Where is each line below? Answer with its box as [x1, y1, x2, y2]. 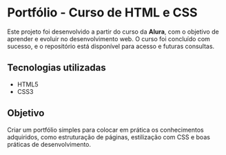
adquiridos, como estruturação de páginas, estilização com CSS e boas [7, 132, 210, 141]
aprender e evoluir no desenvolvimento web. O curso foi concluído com [7, 34, 210, 43]
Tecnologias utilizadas [7, 62, 106, 73]
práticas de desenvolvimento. [7, 140, 92, 148]
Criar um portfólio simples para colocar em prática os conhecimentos [7, 126, 205, 134]
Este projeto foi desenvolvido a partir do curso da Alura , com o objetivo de [7, 27, 219, 36]
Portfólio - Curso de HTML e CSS [7, 5, 198, 21]
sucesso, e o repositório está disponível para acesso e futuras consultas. [7, 42, 215, 50]
